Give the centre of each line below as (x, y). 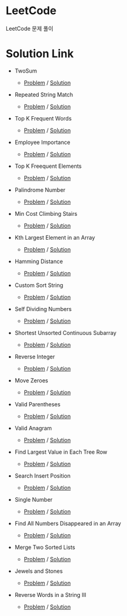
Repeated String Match (44, 94)
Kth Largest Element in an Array (55, 237)
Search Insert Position (43, 476)
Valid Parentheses (37, 404)
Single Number (33, 499)
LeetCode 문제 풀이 (29, 28)
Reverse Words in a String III (50, 594)
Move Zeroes (31, 380)
